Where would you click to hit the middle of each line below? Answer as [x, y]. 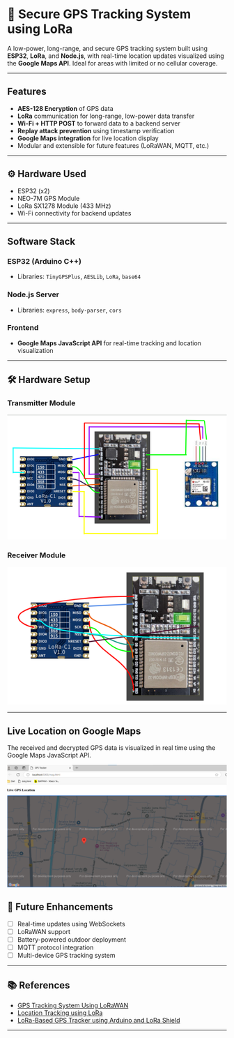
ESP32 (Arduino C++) [45, 261]
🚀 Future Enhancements [60, 907]
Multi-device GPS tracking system [66, 956]
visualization [35, 350]
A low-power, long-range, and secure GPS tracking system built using [107, 48]
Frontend [23, 328]
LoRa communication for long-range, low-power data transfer [106, 116]
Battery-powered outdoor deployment [72, 939]
